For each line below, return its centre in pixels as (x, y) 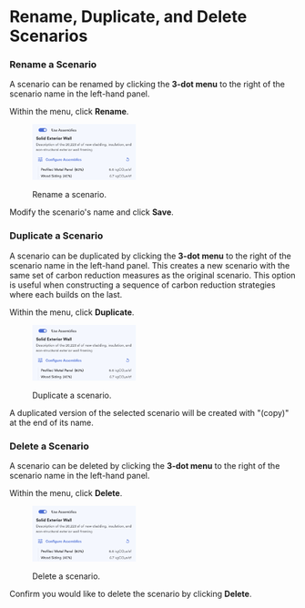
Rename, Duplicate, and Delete (128, 17)
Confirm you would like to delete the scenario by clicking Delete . (131, 594)
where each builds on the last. (66, 294)
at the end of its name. (51, 422)
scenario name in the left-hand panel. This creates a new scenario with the (150, 265)
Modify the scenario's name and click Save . (92, 212)
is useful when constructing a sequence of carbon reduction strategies (142, 285)
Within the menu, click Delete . (66, 493)
